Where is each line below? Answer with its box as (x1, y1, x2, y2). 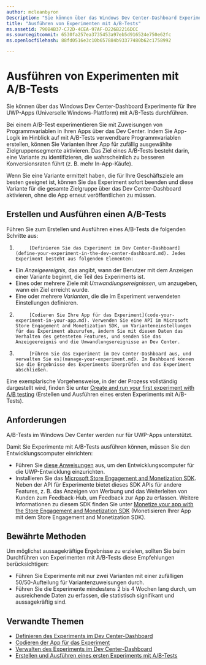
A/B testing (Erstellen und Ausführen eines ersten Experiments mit (6, 390, 174, 398)
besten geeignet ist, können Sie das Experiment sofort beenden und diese (6, 178, 194, 186)
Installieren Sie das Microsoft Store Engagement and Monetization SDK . (15, 474, 197, 482)
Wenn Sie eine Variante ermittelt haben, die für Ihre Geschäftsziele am (6, 172, 184, 179)
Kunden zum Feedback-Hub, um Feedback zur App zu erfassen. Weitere (15, 494, 199, 501)
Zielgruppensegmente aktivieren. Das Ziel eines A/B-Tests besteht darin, (6, 146, 190, 154)
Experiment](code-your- (114, 312, 175, 318)
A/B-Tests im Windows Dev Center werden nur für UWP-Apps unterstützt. (6, 431, 193, 438)
